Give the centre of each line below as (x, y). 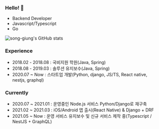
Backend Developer (32, 19)
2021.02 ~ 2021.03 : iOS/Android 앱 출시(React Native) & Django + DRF (83, 110)
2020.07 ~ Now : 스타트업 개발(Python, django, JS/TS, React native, (80, 74)
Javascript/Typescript (34, 23)
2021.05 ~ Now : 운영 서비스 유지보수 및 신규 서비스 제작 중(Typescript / (82, 116)
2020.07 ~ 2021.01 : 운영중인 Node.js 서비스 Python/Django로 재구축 (79, 104)
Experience (19, 51)
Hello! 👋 (15, 8)
